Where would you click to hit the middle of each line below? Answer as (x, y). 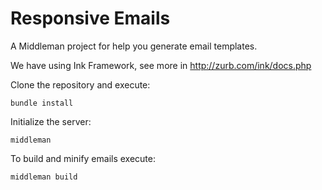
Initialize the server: (51, 121)
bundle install (42, 103)
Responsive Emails (90, 18)
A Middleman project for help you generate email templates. (134, 46)
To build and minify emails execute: (83, 158)
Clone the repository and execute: (80, 84)
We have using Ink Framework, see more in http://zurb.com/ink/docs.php (161, 65)
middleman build (44, 177)
